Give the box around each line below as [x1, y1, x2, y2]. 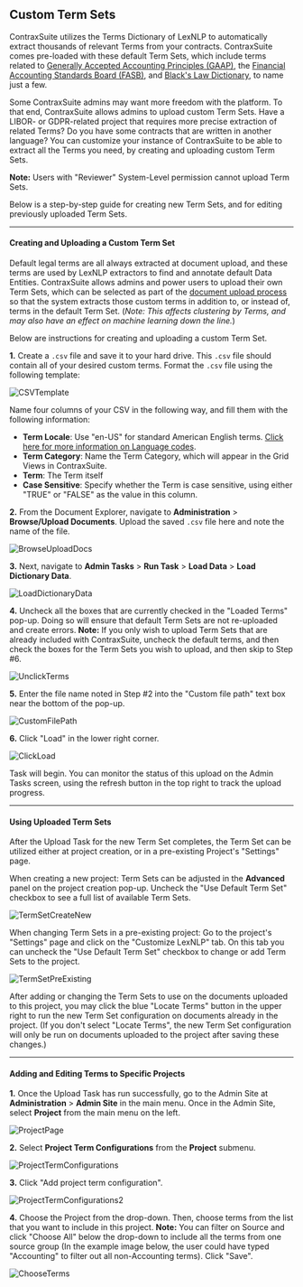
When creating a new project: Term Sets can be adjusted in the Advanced [9, 873, 286, 884]
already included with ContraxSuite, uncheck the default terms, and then [9, 634, 280, 645]
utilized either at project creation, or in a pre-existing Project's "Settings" [9, 846, 280, 857]
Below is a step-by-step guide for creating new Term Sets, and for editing [9, 199, 282, 210]
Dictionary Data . [9, 571, 72, 582]
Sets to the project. [9, 956, 80, 967]
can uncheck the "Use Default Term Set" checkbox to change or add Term [9, 947, 287, 957]
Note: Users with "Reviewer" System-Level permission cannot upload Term [9, 172, 290, 182]
